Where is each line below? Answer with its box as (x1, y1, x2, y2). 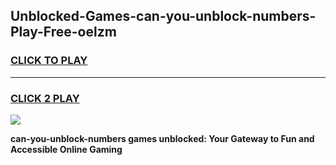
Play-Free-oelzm (10, 24, 117, 41)
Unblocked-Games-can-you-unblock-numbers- (10, 8, 317, 25)
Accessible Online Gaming (10, 143, 123, 155)
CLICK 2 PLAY (10, 91, 80, 105)
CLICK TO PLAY (10, 54, 88, 68)
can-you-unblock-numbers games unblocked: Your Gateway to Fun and (10, 132, 315, 144)
